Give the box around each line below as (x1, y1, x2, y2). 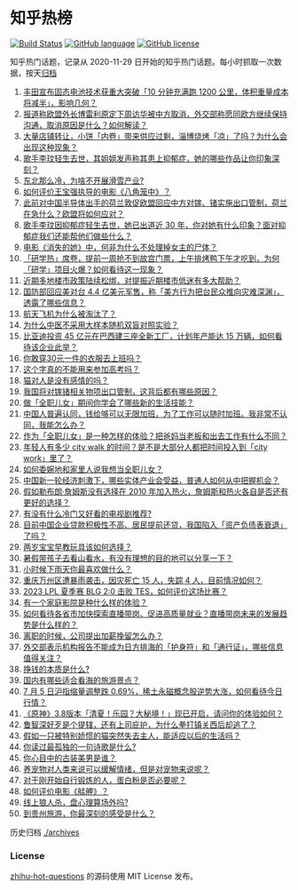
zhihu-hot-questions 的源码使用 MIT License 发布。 (10, 871, 199, 882)
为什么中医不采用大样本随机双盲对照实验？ (22, 319, 179, 330)
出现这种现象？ (22, 141, 78, 152)
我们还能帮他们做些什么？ (38, 230, 132, 241)
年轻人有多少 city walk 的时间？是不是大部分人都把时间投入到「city (22, 441, 269, 452)
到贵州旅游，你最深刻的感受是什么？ (22, 807, 156, 818)
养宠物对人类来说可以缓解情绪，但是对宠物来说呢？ (22, 763, 210, 774)
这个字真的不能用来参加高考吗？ (22, 363, 140, 374)
